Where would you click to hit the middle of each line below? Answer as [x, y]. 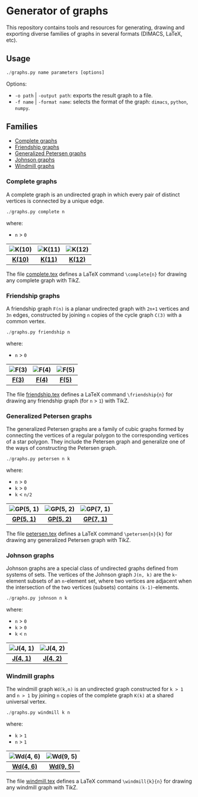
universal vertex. [26, 702]
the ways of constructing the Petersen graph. [61, 448]
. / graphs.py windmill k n [38, 713]
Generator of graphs [57, 11]
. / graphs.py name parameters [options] [55, 73]
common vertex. [26, 321]
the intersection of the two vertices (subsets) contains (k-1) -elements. [93, 587]
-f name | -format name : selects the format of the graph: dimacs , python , [101, 102]
